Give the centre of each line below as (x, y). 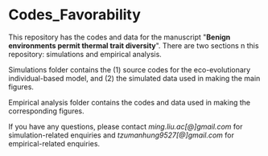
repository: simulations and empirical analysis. (85, 54)
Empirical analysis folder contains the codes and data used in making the (130, 102)
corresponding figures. (46, 111)
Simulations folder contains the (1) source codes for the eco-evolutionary (130, 69)
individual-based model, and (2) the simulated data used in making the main (134, 78)
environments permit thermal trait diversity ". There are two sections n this (134, 45)
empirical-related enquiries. (54, 143)
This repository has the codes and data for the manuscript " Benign (120, 37)
